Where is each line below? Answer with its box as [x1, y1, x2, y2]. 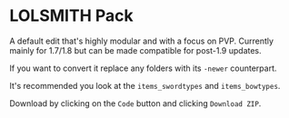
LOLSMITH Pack [9, 5, 134, 26]
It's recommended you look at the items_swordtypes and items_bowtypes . [9, 80, 281, 91]
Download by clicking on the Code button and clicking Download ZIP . [9, 97, 262, 109]
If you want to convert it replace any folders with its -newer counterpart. [9, 63, 277, 74]
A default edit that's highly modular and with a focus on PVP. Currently [9, 35, 274, 46]
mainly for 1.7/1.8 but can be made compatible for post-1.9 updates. [9, 44, 262, 55]
